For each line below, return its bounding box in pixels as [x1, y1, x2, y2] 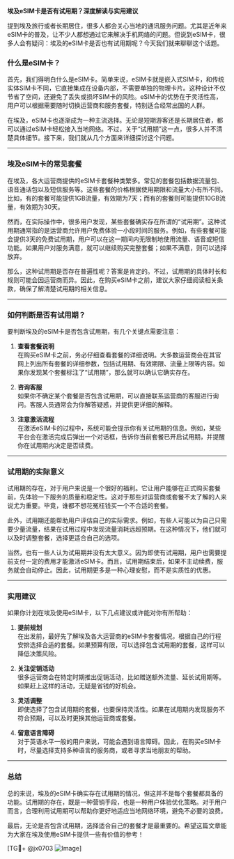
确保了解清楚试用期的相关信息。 [19, 284, 111, 293]
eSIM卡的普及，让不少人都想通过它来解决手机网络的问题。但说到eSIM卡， [7, 31, 220, 38]
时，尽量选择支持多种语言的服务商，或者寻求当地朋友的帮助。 [17, 746, 195, 754]
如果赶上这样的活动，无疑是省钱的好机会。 [17, 682, 140, 690]
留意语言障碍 [17, 729, 54, 737]
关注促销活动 [17, 665, 54, 673]
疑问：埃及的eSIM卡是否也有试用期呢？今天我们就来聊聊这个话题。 [31, 39, 224, 47]
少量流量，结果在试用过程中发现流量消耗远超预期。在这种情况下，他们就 [13, 525, 221, 534]
